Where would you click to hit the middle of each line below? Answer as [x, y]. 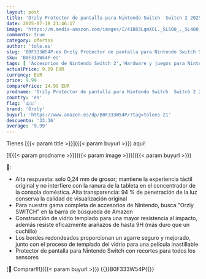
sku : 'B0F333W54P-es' [34, 58]
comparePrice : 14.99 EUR [38, 86]
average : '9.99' [27, 126]
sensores [27, 258]
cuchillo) [26, 231]
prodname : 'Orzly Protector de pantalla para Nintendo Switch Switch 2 [101, 92]
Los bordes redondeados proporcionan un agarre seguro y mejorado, [103, 238]
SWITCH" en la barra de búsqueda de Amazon [74, 212]
